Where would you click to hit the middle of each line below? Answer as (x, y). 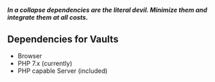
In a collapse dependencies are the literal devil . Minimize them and (107, 10)
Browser (30, 56)
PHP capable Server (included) (62, 71)
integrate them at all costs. (48, 17)
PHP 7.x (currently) (45, 64)
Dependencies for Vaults (63, 39)
